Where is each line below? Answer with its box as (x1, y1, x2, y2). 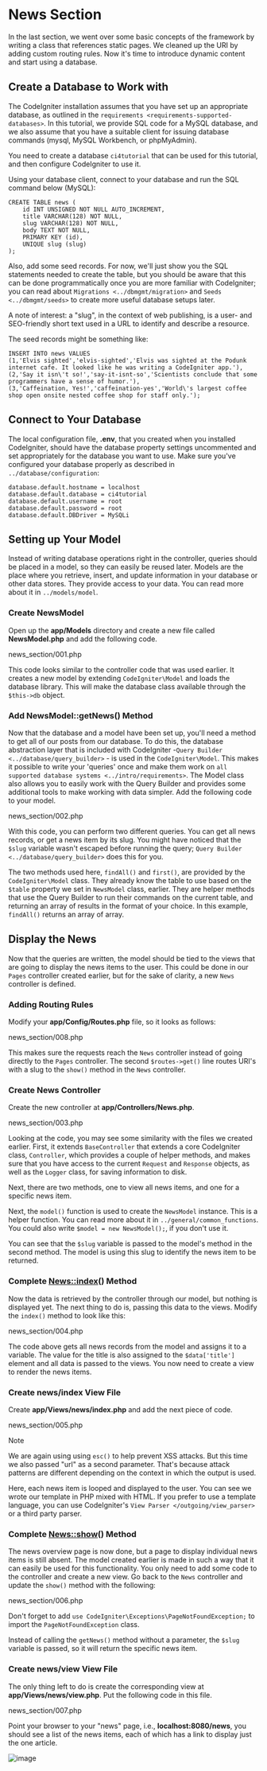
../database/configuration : (8, 468, 100, 477)
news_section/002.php (8, 811, 83, 820)
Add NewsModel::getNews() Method (8, 710, 153, 721)
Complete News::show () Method (8, 1528, 137, 1539)
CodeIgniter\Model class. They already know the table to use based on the (8, 875, 252, 885)
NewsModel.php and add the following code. (8, 634, 157, 644)
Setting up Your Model (8, 532, 122, 546)
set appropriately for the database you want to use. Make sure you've (8, 451, 236, 461)
